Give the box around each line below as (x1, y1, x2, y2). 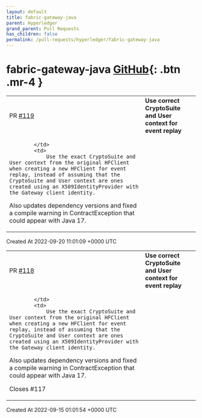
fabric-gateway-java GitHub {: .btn (6, 63, 181, 76)
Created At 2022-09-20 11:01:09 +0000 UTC (6, 238, 117, 245)
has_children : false (6, 31, 58, 37)
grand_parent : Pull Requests (6, 25, 79, 32)
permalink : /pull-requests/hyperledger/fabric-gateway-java (6, 37, 161, 43)
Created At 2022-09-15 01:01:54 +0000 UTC (6, 406, 117, 413)
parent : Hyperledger (6, 20, 58, 26)
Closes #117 (9, 384, 46, 393)
